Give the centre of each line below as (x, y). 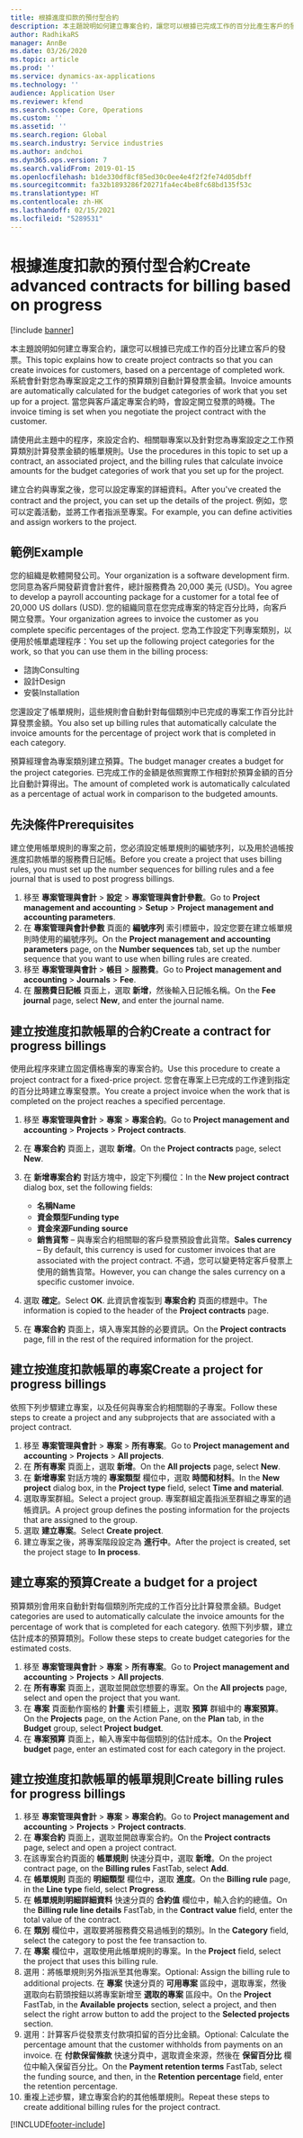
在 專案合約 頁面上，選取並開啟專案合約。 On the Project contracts (147, 1837)
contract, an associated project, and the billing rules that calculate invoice (147, 461)
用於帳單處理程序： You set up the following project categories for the (146, 641)
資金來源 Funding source (82, 1228)
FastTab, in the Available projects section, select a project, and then (150, 2005)
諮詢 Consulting (51, 670)
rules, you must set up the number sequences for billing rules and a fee (143, 869)
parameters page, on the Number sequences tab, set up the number (152, 949)
